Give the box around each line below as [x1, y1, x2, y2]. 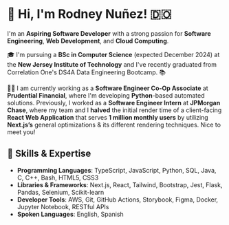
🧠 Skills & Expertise [7, 148, 91, 160]
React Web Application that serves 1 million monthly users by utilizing [7, 113, 208, 121]
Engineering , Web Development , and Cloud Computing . [7, 36, 169, 45]
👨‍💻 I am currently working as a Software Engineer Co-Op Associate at [7, 84, 208, 92]
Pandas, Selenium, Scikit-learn [17, 188, 105, 196]
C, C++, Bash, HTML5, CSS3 [17, 173, 99, 182]
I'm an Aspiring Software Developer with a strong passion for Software [7, 29, 211, 37]
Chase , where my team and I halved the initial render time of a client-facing [7, 106, 222, 114]
